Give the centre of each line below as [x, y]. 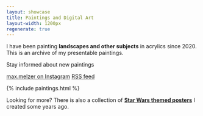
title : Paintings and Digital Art [50, 18]
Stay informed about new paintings [50, 65]
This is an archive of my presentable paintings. [65, 53]
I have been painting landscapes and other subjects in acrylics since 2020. [101, 46]
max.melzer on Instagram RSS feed [51, 76]
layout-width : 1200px [34, 23]
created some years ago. [37, 107]
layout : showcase [28, 12]
